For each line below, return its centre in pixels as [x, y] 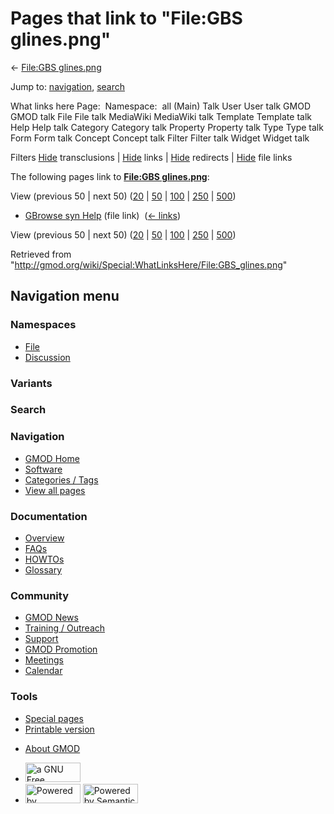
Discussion [47, 357]
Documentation [49, 516]
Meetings [44, 660]
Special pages [54, 718]
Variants [31, 383]
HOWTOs [44, 559]
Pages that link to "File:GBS [126, 18]
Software [43, 469]
